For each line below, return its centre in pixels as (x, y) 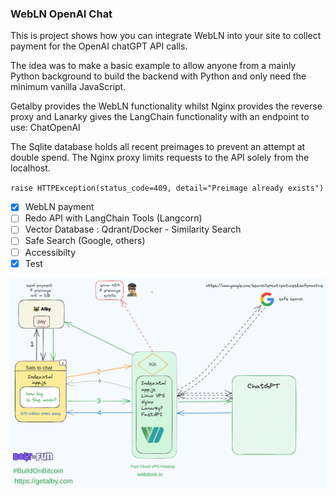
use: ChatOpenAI (45, 128)
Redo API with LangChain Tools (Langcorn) (113, 218)
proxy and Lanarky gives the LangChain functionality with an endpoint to (160, 117)
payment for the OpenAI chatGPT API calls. (99, 46)
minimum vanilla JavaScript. (68, 87)
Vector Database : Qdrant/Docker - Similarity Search (133, 229)
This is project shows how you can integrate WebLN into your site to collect (166, 36)
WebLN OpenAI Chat (61, 14)
